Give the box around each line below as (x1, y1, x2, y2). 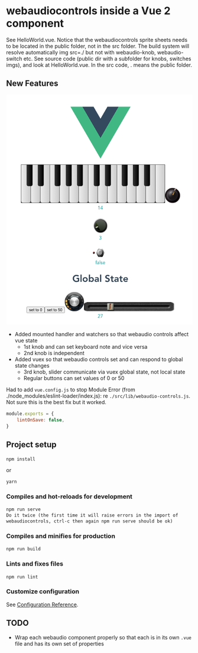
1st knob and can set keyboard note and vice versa (23, 343, 148, 350)
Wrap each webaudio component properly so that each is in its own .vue (14, 633, 192, 641)
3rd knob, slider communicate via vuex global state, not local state (23, 368, 186, 376)
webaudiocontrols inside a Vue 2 (6, 4, 171, 18)
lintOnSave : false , (17, 417, 65, 423)
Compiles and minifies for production (6, 532, 115, 540)
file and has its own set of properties (14, 640, 105, 647)
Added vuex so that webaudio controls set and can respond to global (14, 356, 183, 363)
